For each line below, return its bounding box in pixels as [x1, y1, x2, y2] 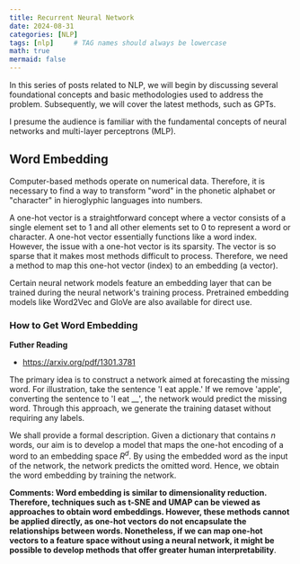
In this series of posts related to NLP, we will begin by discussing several [9, 80, 278, 90]
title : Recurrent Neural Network [9, 13, 135, 22]
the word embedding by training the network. [9, 470, 177, 480]
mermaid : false [9, 55, 66, 64]
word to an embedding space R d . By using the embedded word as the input [9, 449, 288, 461]
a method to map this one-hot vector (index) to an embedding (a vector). [9, 260, 278, 271]
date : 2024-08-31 [9, 22, 75, 31]
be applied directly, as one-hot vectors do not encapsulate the [9, 515, 247, 526]
